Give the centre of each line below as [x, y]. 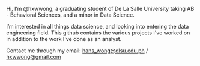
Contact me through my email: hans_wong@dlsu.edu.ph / [77, 51]
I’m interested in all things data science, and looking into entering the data [98, 26]
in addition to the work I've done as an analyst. [64, 39]
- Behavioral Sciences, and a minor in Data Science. [71, 15]
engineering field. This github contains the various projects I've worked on [98, 33]
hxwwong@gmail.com [34, 57]
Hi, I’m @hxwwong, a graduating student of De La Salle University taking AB [100, 9]
